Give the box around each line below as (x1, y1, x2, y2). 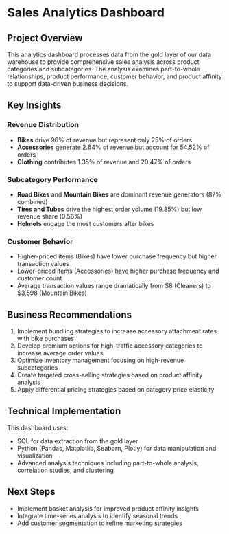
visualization (16, 452, 53, 460)
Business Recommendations (7, 309, 132, 320)
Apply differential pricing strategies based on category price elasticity (16, 386, 215, 394)
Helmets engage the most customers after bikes (16, 219, 154, 227)
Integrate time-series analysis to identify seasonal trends (16, 511, 178, 520)
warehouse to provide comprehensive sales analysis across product (7, 58, 200, 66)
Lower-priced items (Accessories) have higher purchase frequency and (16, 267, 219, 276)
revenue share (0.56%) (16, 212, 83, 221)
